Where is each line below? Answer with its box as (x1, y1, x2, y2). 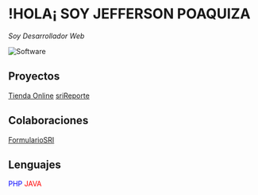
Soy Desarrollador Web (8, 31, 85, 41)
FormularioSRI (8, 135, 55, 144)
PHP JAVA (8, 179, 42, 189)
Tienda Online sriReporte (8, 91, 90, 100)
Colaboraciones (8, 114, 89, 127)
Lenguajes (8, 158, 61, 171)
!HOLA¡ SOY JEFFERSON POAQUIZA (8, 5, 251, 23)
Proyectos (8, 69, 60, 84)
